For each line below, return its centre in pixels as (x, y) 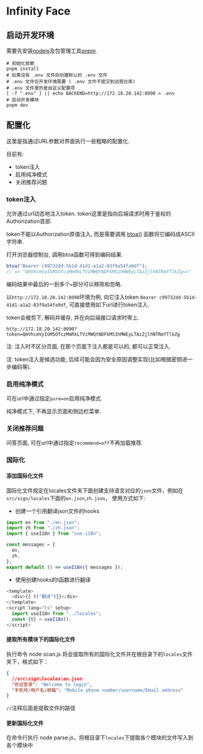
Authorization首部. (29, 221)
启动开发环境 (30, 35)
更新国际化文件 (25, 723)
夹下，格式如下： (28, 661)
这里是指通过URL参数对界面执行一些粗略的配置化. (68, 141)
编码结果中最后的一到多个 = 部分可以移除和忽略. (64, 284)
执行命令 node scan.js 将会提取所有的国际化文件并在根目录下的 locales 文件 (99, 654)
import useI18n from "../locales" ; (57, 614)
